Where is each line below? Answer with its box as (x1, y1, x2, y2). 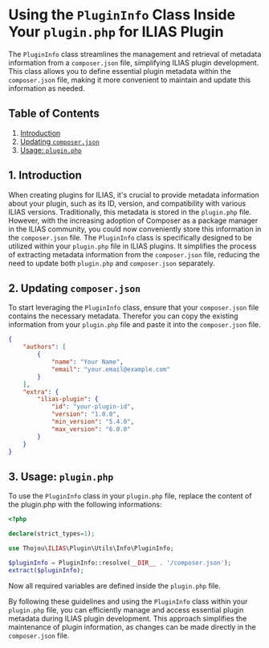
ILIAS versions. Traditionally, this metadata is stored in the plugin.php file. (8, 207, 252, 216)
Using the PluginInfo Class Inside (8, 6, 235, 24)
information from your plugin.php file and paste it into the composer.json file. (8, 320, 261, 330)
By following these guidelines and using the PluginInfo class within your (8, 597, 248, 606)
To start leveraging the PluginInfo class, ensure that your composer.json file (8, 303, 259, 313)
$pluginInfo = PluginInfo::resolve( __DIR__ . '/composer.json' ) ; (8, 559, 231, 567)
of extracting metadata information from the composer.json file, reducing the (8, 249, 260, 259)
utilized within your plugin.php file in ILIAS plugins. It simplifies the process (8, 241, 257, 251)
